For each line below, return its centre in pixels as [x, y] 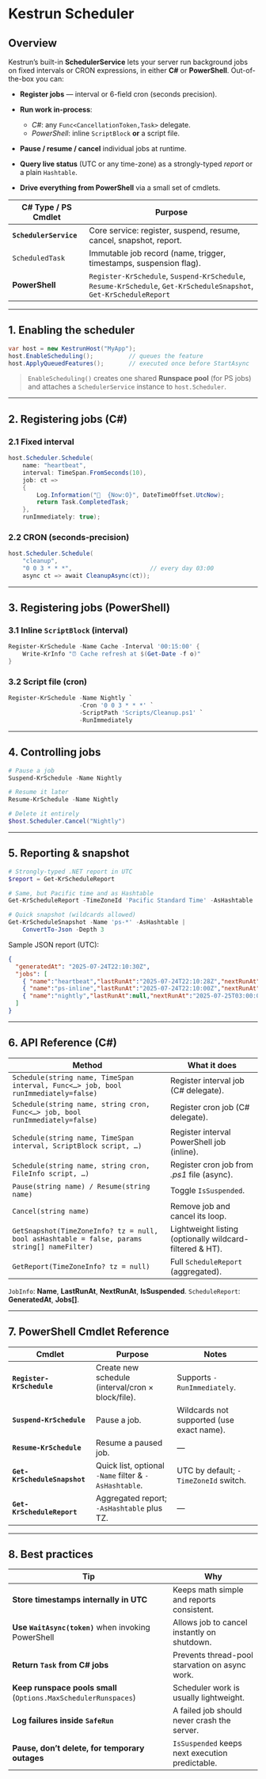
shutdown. [192, 1642]
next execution [200, 1753]
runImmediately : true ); [62, 517]
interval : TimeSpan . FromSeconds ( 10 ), [85, 473]
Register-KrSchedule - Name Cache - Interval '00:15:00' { [104, 647]
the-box [21, 79]
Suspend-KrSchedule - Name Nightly [65, 778]
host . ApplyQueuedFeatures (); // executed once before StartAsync [129, 363]
